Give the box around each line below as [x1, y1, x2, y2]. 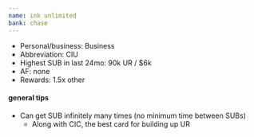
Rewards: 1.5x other [19, 75, 85, 84]
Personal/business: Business [19, 41, 115, 50]
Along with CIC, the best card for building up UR [31, 119, 190, 128]
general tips [8, 93, 50, 103]
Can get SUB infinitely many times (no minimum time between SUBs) [19, 111, 246, 120]
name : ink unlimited [8, 11, 77, 20]
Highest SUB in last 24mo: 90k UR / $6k [19, 57, 152, 68]
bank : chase [8, 19, 48, 27]
